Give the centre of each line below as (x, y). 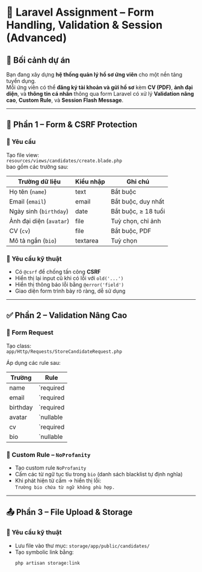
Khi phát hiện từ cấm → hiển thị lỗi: (58, 480)
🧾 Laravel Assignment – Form (80, 12)
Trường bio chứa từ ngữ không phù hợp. (65, 487)
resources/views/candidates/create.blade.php (64, 161)
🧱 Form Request (30, 332)
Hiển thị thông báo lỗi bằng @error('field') (69, 284)
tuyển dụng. (21, 81)
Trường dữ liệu (39, 181)
